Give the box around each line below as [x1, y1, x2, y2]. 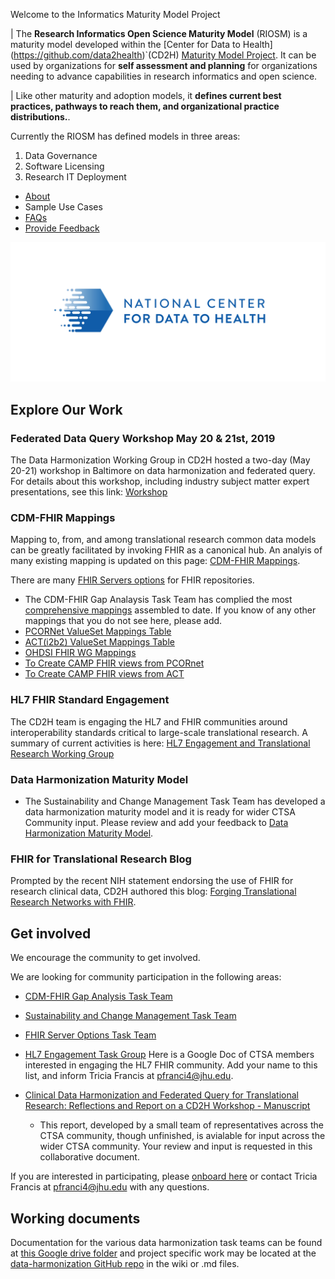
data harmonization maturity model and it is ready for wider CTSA [24, 806, 296, 818]
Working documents [10, 1210, 141, 1227]
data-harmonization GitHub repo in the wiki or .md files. [10, 1257, 240, 1269]
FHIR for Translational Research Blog [10, 852, 192, 866]
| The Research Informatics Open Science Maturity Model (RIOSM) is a [10, 28, 308, 39]
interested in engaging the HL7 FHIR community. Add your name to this [24, 1059, 318, 1071]
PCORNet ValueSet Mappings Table [24, 625, 172, 638]
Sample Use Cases [24, 201, 103, 213]
